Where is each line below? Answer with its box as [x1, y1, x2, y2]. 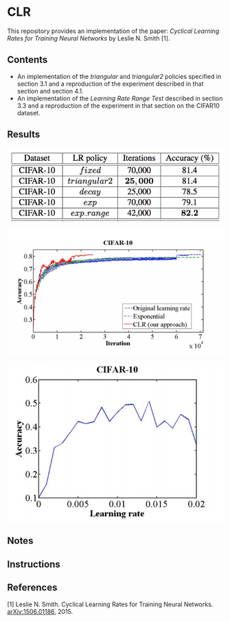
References [7, 581, 58, 594]
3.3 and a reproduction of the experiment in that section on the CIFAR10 [16, 101, 220, 110]
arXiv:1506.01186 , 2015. [7, 607, 73, 615]
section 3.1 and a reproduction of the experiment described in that [16, 80, 204, 88]
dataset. [16, 108, 41, 117]
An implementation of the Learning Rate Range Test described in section [16, 94, 223, 102]
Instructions [7, 558, 60, 570]
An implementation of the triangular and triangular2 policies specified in [16, 72, 222, 80]
